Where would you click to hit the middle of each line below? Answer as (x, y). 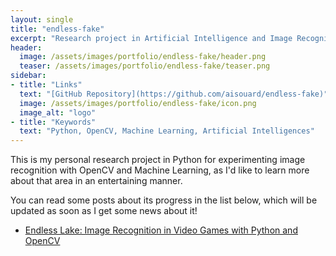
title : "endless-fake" (57, 29)
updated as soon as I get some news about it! (104, 211)
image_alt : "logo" (58, 112)
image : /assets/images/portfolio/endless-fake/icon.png (138, 103)
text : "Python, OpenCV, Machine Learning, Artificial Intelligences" (167, 131)
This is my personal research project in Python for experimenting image (158, 160)
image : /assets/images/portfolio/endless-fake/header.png (143, 57)
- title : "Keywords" (53, 122)
